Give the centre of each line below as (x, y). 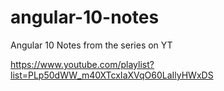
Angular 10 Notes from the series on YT (91, 45)
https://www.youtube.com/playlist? (82, 64)
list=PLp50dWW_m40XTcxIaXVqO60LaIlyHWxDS (112, 75)
